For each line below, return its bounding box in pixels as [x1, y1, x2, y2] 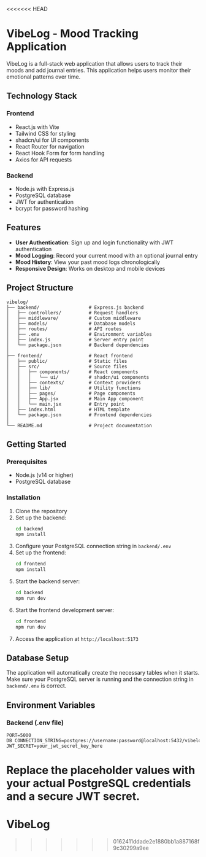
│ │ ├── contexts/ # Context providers [6, 379, 141, 386]
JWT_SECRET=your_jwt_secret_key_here [6, 743, 103, 750]
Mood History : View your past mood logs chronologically [15, 258, 161, 266]
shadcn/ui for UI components [15, 136, 90, 144]
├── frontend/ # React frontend [6, 352, 133, 359]
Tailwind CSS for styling [15, 130, 76, 137]
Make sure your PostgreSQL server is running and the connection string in [6, 675, 194, 683]
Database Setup [6, 653, 69, 663]
